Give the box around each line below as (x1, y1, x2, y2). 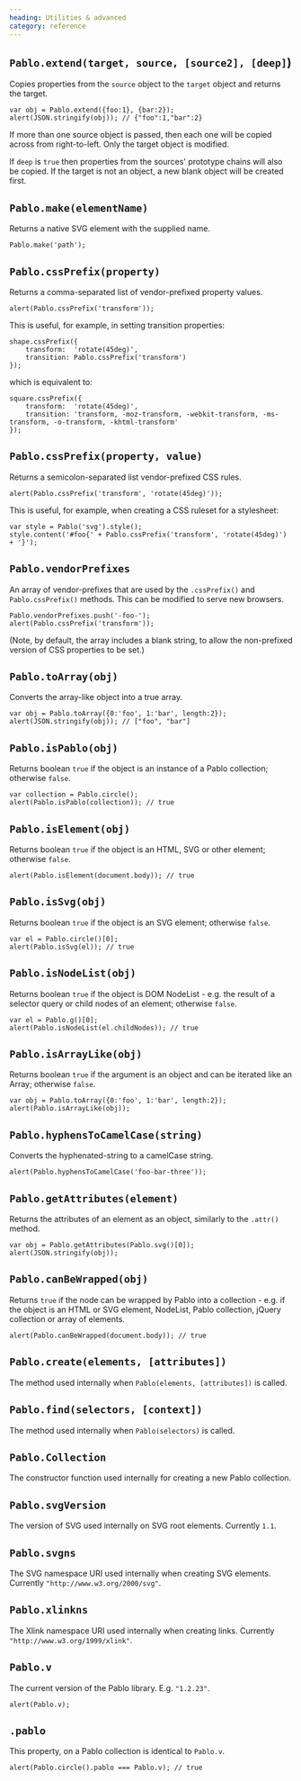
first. (9, 175, 27, 186)
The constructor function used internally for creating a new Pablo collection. (9, 1472, 292, 1483)
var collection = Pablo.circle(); (9, 790, 139, 799)
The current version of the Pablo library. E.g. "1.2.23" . (9, 1682, 210, 1693)
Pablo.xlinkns (9, 1604, 88, 1616)
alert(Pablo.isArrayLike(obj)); (9, 1104, 130, 1113)
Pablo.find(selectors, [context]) (9, 1403, 203, 1417)
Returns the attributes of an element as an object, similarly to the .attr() (9, 1214, 279, 1225)
